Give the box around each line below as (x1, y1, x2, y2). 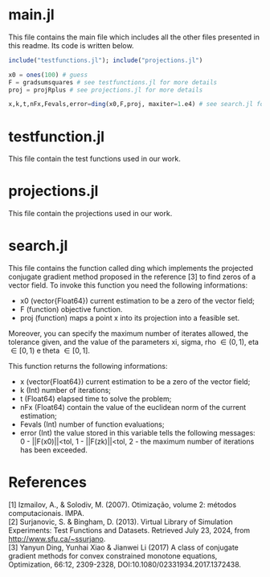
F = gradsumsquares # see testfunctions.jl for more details (8, 78, 218, 86)
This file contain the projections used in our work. (8, 209, 173, 219)
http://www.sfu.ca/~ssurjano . (8, 534, 106, 544)
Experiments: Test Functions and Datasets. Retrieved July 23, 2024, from (8, 526, 251, 535)
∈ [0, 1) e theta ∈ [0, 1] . (10, 346, 91, 355)
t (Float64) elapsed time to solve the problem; (19, 394, 172, 403)
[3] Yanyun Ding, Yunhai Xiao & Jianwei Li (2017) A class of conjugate (8, 542, 239, 552)
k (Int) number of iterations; (19, 386, 111, 395)
